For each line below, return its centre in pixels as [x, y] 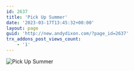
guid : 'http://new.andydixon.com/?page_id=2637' [68, 34]
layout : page [22, 28]
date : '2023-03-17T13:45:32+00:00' [50, 22]
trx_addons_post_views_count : [44, 39]
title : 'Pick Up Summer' [37, 17]
